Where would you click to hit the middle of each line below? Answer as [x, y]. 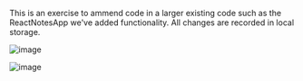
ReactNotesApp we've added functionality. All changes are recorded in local [152, 22]
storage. [25, 32]
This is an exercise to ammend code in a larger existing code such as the [146, 13]
